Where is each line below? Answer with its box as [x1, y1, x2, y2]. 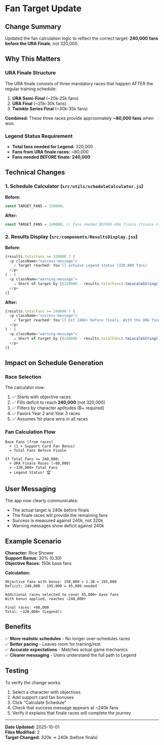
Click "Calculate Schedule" [12, 699, 67, 705]
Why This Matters [5, 55, 61, 63]
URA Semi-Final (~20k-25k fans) [12, 95, 79, 101]
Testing [5, 667, 29, 675]
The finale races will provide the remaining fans [12, 512, 108, 518]
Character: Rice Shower [5, 550, 54, 556]
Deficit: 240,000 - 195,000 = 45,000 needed [5, 583, 97, 589]
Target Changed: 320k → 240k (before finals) [5, 734, 98, 740]
